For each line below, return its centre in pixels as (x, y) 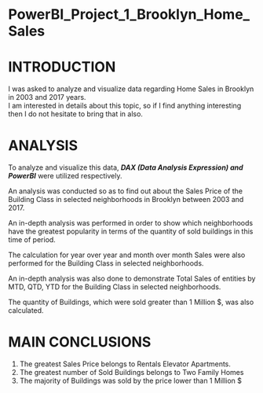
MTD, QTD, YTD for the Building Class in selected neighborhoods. (115, 287)
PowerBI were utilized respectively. (65, 176)
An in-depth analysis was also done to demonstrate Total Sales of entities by (132, 279)
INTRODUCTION (62, 67)
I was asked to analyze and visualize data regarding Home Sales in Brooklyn (131, 89)
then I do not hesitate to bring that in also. (76, 114)
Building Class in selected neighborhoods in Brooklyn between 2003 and (126, 200)
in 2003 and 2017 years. (47, 97)
